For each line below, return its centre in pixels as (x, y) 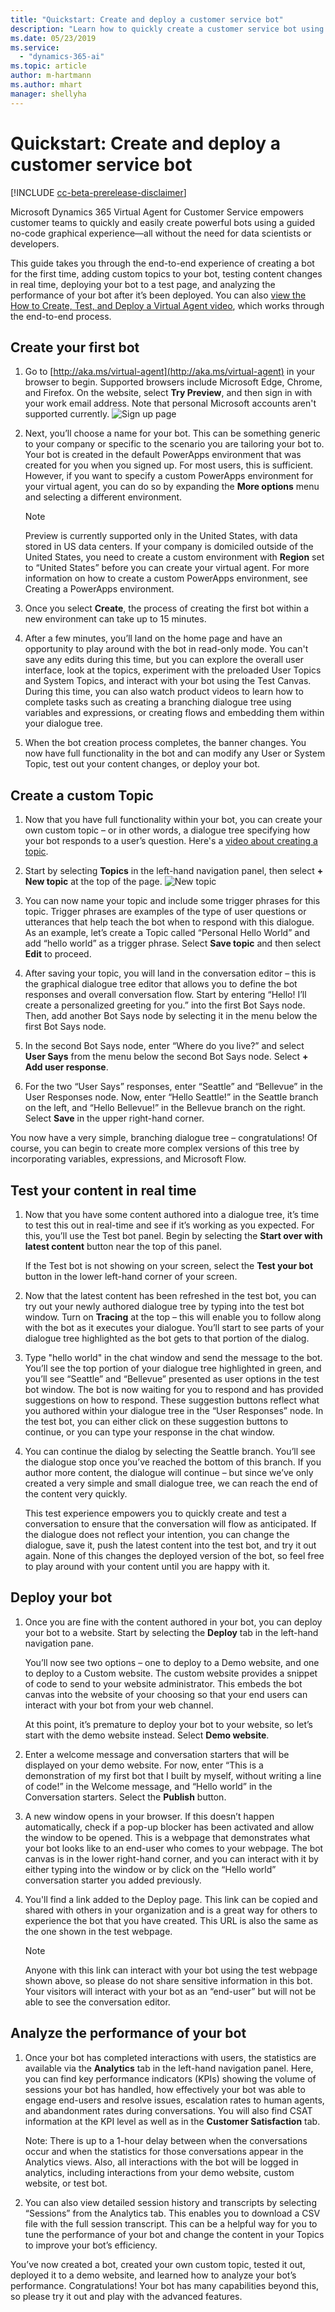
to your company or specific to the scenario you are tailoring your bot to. (174, 444)
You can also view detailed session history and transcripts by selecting (170, 2202)
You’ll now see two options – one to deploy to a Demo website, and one (172, 1662)
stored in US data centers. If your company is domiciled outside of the (169, 547)
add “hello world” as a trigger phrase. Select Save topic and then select (173, 943)
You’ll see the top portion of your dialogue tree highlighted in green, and (173, 1368)
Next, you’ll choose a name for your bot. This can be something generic (172, 433)
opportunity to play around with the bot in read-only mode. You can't (166, 649)
